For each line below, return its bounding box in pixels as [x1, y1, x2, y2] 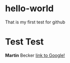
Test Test [5, 36, 44, 47]
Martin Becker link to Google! [5, 52, 65, 58]
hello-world [5, 3, 54, 14]
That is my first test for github [5, 19, 66, 25]
